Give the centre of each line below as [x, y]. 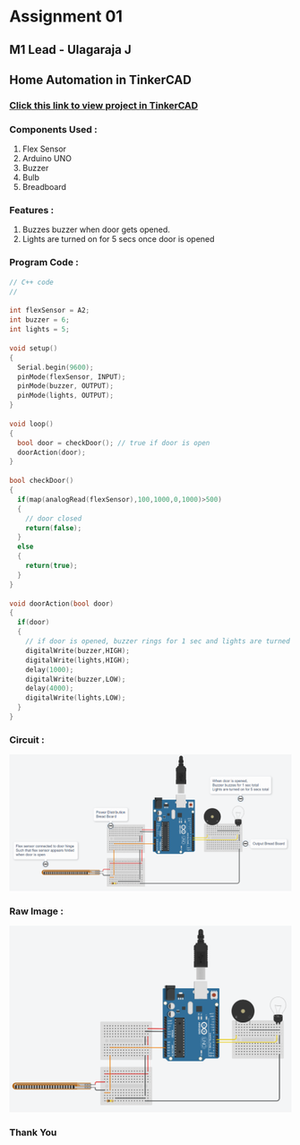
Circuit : [27, 739]
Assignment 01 [66, 17]
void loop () [31, 424]
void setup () [34, 348]
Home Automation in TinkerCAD [101, 79]
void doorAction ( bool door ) [62, 603]
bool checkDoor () [42, 481]
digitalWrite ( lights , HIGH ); [77, 660]
